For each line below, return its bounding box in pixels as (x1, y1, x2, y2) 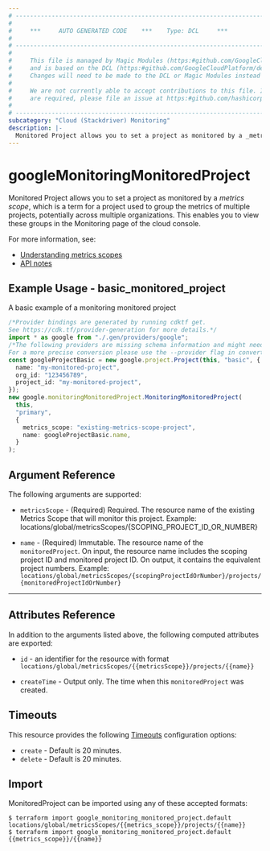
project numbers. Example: (19, 563, 110, 572)
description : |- (8, 124, 63, 132)
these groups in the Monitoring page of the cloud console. (8, 218, 201, 228)
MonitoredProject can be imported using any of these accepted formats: (8, 799, 247, 808)
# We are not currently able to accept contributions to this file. (8, 86, 257, 95)
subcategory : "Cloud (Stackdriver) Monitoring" (8, 117, 171, 125)
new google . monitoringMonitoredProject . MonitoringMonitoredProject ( (8, 394, 243, 402)
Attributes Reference (8, 609, 116, 622)
